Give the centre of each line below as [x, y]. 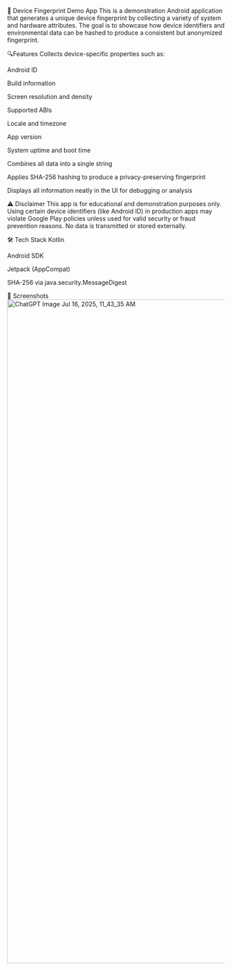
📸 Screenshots [28, 296]
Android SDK [26, 255]
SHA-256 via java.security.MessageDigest [67, 282]
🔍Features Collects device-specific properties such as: [86, 54]
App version [25, 137]
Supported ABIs [30, 110]
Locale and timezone [37, 123]
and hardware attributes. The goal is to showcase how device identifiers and [116, 25]
